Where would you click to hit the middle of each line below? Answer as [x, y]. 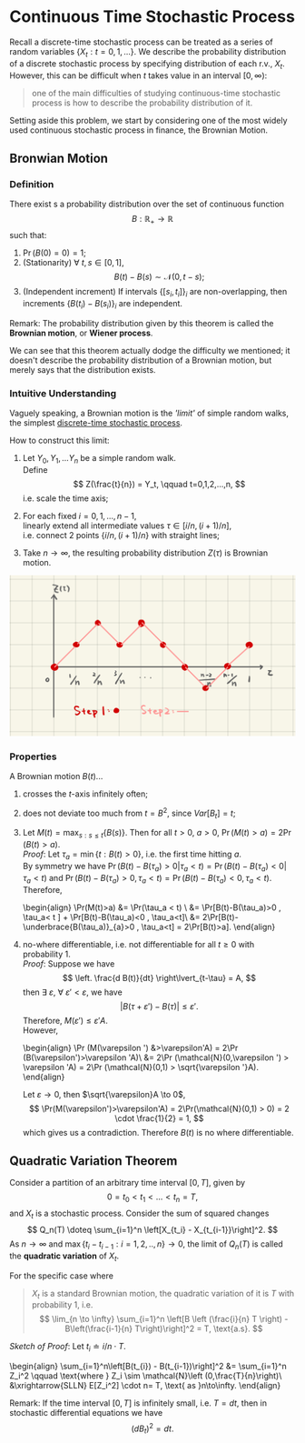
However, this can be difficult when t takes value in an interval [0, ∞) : [138, 75]
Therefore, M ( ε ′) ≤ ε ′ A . [65, 1020]
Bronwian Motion [59, 158]
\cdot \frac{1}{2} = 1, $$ [159, 1118]
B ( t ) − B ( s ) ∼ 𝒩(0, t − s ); [159, 277]
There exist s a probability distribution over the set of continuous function [147, 204]
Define [35, 469]
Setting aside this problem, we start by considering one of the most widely [148, 120]
